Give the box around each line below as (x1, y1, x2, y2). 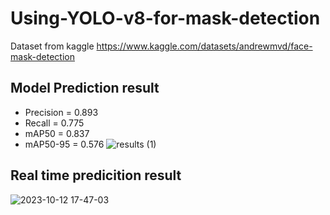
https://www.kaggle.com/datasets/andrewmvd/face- (96, 40, 313, 52)
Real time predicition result (10, 167, 182, 184)
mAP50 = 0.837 (24, 127, 90, 139)
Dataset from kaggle (10, 40, 95, 52)
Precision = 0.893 (24, 106, 99, 118)
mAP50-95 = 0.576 (24, 138, 105, 150)
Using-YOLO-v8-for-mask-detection (10, 7, 321, 30)
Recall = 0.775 (24, 117, 85, 129)
